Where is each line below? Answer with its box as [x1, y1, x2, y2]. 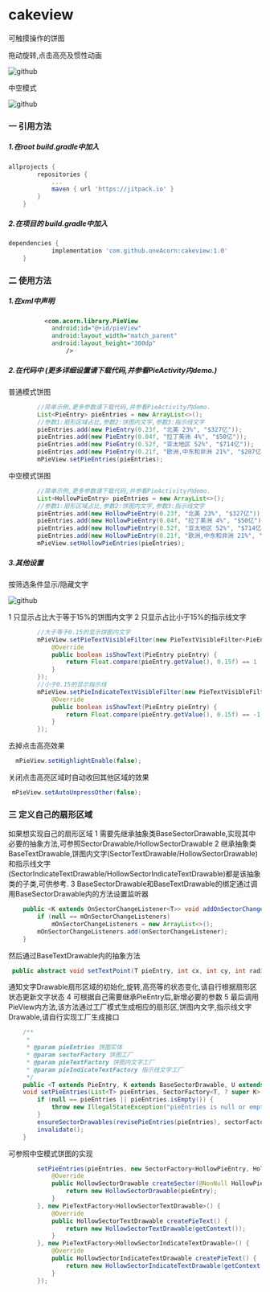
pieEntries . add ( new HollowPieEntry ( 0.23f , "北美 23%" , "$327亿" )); [37, 509, 264, 518]
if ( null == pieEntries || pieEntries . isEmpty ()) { [37, 1096, 215, 1104]
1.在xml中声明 [8, 296, 55, 306]
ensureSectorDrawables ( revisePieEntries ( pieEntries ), [37, 1118, 221, 1126]
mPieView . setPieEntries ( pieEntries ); [37, 456, 163, 464]
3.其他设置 [8, 557, 44, 568]
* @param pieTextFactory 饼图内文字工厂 [26, 1058, 155, 1066]
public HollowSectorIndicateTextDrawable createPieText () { [51, 1254, 257, 1263]
